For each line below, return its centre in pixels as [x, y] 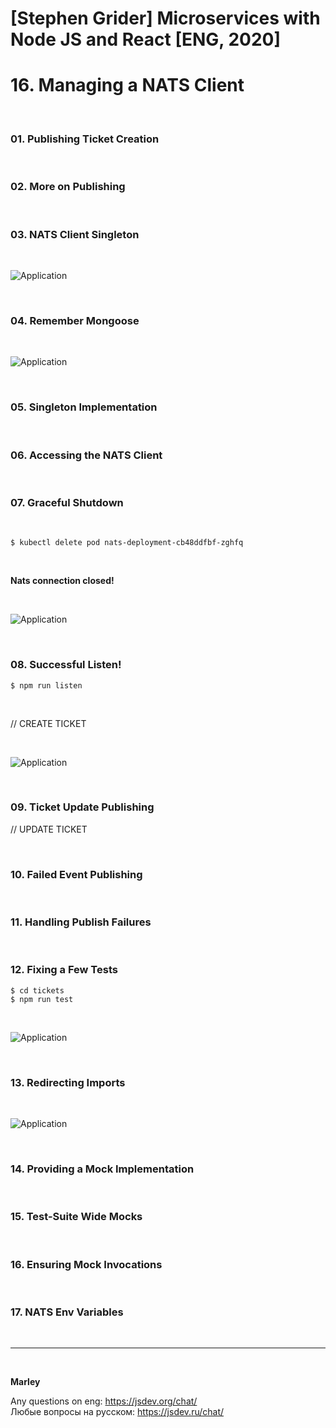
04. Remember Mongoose [75, 320]
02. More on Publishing [68, 187]
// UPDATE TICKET [49, 829]
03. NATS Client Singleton [75, 234]
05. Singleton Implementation [84, 407]
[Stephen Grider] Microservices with [165, 18]
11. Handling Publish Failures [81, 922]
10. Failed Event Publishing [76, 874]
